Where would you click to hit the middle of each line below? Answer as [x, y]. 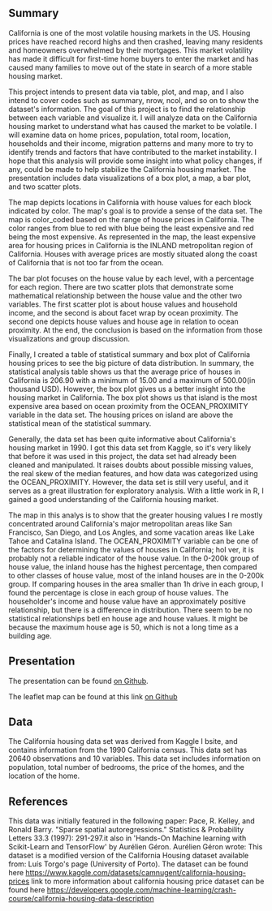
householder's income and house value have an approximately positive [127, 601]
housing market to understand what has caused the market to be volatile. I [133, 126]
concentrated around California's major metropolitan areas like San [121, 523]
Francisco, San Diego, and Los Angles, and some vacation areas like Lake [132, 532]
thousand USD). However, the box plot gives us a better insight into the [127, 389]
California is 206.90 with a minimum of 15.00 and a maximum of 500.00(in [132, 380]
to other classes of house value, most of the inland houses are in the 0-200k [136, 575]
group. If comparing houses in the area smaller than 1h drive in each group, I [136, 584]
